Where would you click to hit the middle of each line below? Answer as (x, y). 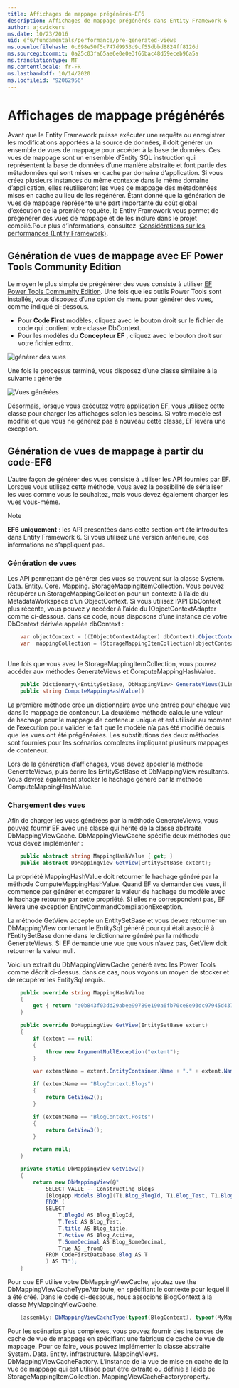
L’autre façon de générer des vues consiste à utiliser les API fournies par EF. (119, 479)
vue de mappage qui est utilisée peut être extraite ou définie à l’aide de (111, 1369)
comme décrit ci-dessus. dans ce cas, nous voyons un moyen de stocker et (118, 972)
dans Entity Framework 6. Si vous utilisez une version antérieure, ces (108, 537)
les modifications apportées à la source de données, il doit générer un (110, 142)
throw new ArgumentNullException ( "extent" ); (112, 1052)
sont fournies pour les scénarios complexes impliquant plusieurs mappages (118, 742)
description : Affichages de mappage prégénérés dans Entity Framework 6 (117, 21)
